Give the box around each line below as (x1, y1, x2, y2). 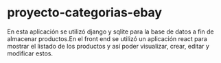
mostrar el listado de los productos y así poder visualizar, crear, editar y (7, 42, 209, 50)
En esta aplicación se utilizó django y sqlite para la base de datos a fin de (7, 27, 214, 36)
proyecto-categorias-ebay (7, 5, 163, 21)
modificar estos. (7, 49, 54, 58)
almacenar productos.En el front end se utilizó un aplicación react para (7, 34, 207, 42)
